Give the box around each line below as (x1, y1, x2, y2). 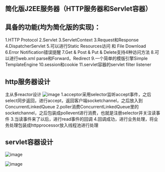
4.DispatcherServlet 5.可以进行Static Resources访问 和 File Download (5, 43, 146, 49)
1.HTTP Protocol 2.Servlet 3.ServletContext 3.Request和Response (5, 37, 139, 43)
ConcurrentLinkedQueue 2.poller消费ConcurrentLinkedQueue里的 (5, 104, 139, 110)
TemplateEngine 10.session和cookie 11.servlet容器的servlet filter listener (5, 62, 152, 68)
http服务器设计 (5, 77, 51, 86)
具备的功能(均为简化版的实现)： (5, 23, 101, 31)
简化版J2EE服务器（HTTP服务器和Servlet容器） (5, 4, 152, 13)
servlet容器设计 (5, 138, 53, 146)
